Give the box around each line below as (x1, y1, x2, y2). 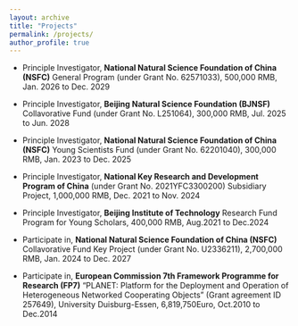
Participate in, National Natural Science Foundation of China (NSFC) (21, 234, 277, 246)
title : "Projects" (9, 21, 78, 30)
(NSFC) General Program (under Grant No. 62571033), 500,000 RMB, (21, 72, 278, 83)
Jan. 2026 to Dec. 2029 (21, 81, 111, 92)
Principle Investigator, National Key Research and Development (21, 171, 259, 182)
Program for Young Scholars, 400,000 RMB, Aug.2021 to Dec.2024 (21, 217, 269, 228)
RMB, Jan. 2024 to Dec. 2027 (21, 254, 132, 264)
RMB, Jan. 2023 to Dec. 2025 (21, 154, 132, 165)
